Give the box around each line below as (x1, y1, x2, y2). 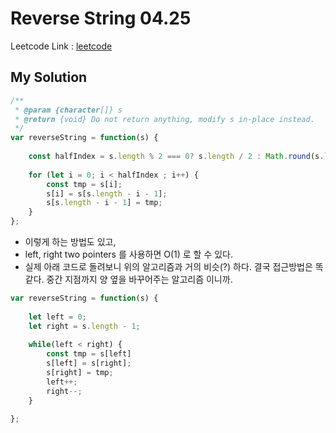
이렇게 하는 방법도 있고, (24, 236, 117, 247)
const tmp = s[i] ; (46, 179, 123, 189)
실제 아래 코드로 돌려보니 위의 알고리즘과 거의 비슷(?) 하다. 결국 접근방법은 (24, 261, 313, 272)
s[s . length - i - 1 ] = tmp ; (46, 198, 163, 208)
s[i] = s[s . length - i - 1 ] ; (46, 188, 168, 199)
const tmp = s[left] (46, 349, 132, 359)
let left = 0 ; (28, 312, 87, 322)
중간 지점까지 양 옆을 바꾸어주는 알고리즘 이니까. (46, 273, 233, 285)
